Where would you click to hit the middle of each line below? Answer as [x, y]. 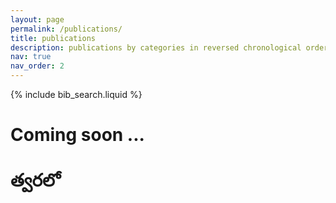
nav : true [31, 57]
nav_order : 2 [37, 66]
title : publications [53, 38]
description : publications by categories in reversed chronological [156, 47]
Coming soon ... [77, 135]
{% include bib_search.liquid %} [76, 94]
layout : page [37, 19]
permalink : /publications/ [66, 29]
